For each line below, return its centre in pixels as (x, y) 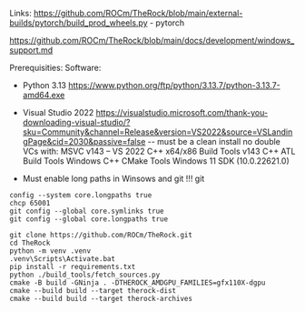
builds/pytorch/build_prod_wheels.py (79, 23)
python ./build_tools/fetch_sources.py (85, 275)
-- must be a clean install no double (214, 141)
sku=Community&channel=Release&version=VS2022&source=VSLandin (157, 132)
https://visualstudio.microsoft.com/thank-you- (182, 112)
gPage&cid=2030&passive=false (84, 141)
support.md (31, 50)
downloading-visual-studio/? (76, 122)
